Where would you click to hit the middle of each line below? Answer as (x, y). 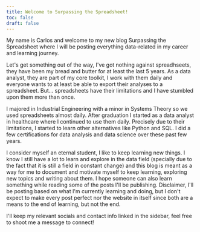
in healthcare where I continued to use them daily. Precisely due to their (96, 122)
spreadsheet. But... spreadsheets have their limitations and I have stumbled (100, 91)
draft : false (23, 23)
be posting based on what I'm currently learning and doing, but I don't (93, 191)
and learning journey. (33, 53)
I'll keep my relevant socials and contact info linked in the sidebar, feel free (99, 216)
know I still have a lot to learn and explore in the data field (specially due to (99, 159)
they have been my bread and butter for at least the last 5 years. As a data (99, 71)
